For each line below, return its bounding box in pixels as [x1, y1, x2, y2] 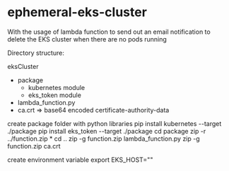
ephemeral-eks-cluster [7, 4, 147, 20]
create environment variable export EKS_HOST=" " [7, 156, 153, 164]
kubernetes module [28, 83, 86, 91]
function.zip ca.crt [7, 141, 61, 150]
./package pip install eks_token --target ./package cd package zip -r [7, 127, 206, 135]
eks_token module [28, 91, 81, 99]
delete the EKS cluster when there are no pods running [7, 34, 168, 43]
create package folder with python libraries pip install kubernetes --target [7, 119, 222, 127]
